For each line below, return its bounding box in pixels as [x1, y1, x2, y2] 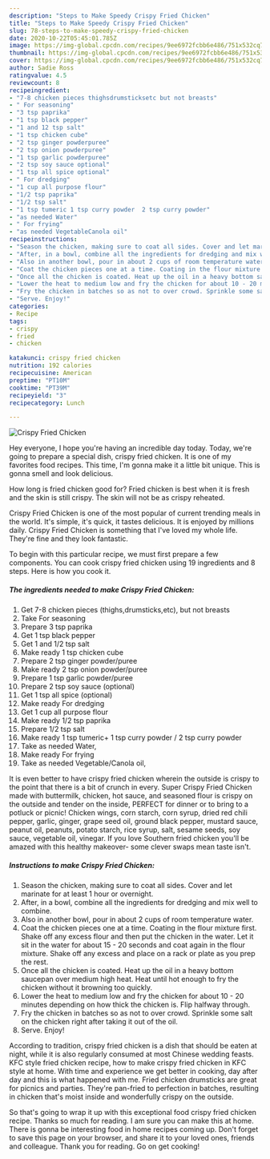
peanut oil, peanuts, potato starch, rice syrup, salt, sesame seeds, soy [9, 825, 241, 834]
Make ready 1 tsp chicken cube [20, 648, 123, 657]
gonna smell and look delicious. [9, 469, 114, 479]
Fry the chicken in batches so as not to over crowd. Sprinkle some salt [20, 1008, 253, 1018]
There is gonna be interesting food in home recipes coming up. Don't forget [9, 1125, 259, 1134]
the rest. [20, 957, 49, 967]
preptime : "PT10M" [9, 376, 71, 385]
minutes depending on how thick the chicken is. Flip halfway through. [20, 999, 251, 1010]
